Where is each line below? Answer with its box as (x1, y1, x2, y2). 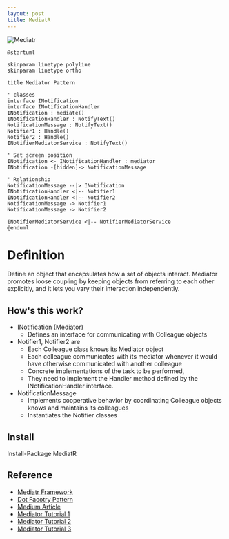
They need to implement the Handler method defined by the (27, 375, 198, 383)
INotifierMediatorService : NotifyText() (7, 140, 128, 146)
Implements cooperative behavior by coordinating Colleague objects (27, 397, 222, 405)
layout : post (7, 10, 45, 17)
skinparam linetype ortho (7, 67, 81, 74)
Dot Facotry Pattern (17, 495, 74, 503)
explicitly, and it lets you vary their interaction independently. (7, 285, 180, 293)
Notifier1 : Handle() (7, 127, 70, 135)
